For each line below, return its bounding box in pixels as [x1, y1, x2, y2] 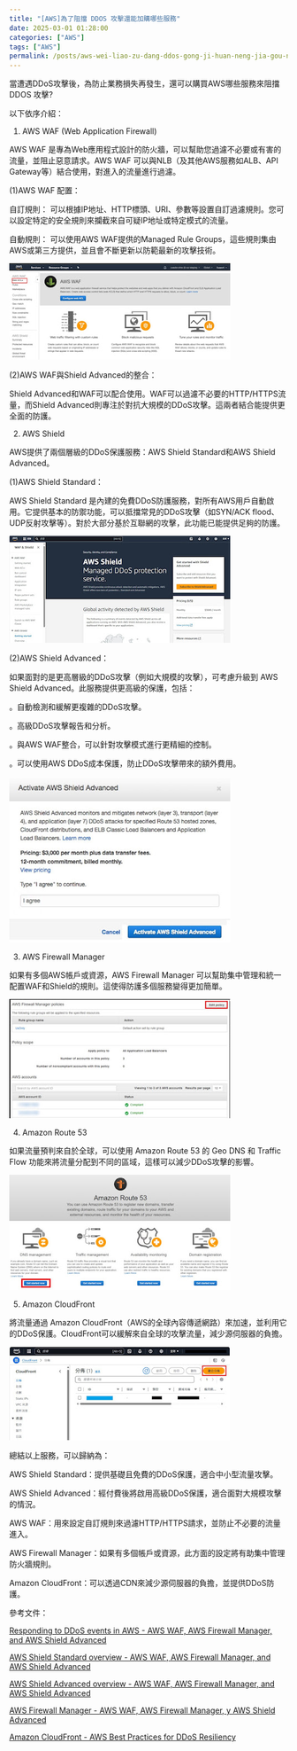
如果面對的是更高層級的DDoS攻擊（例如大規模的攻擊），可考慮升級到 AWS [9, 672, 278, 683]
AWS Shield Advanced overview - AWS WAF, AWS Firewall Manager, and [9, 1678, 276, 1689]
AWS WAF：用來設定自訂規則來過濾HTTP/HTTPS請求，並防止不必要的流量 [9, 1518, 281, 1528]
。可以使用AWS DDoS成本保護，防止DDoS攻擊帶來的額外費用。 [9, 758, 241, 769]
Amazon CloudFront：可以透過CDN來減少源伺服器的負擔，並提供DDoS [9, 1578, 267, 1589]
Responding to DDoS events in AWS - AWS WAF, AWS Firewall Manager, [9, 1625, 272, 1636]
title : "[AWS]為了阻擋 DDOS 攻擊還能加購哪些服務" [9, 14, 181, 23]
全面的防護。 [9, 410, 56, 421]
